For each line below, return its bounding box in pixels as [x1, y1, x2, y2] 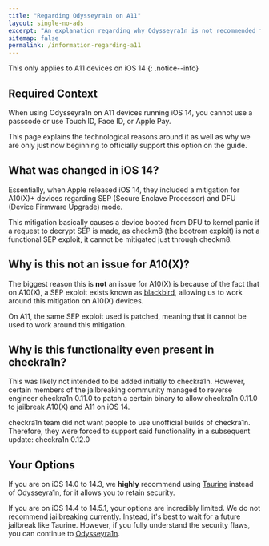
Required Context [8, 86, 98, 100]
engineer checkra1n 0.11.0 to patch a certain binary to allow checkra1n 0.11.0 [8, 394, 258, 403]
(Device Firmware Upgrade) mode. [8, 202, 123, 211]
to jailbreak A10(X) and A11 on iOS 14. [8, 402, 130, 412]
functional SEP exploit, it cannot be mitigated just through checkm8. [8, 234, 232, 244]
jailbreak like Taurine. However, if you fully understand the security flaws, [8, 520, 251, 530]
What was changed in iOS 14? [8, 163, 159, 177]
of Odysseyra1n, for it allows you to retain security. [8, 488, 175, 497]
